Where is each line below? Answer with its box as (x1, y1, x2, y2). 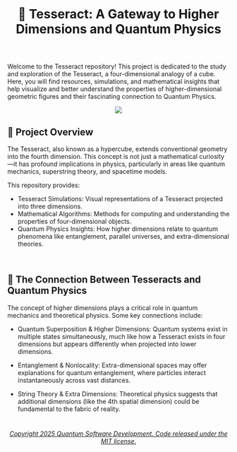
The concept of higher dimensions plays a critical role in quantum (7, 303, 198, 312)
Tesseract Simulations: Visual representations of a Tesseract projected (17, 195, 224, 203)
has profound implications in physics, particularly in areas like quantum (18, 160, 226, 168)
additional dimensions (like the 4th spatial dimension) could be (17, 397, 200, 405)
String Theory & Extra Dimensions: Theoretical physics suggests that (17, 389, 218, 398)
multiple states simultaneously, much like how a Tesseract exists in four (17, 332, 226, 340)
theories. (17, 239, 44, 248)
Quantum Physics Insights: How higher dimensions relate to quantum (17, 225, 219, 233)
